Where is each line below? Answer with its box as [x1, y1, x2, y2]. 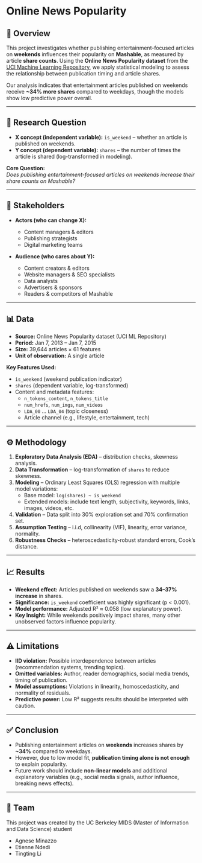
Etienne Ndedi [14, 843, 50, 850]
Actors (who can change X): [14, 216, 87, 224]
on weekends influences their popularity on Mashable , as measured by [6, 51, 184, 58]
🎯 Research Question [6, 118, 87, 128]
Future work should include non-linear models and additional [14, 766, 168, 774]
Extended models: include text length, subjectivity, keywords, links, [23, 498, 191, 505]
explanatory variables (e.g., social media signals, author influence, [14, 773, 179, 780]
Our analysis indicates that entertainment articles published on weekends [6, 81, 188, 89]
